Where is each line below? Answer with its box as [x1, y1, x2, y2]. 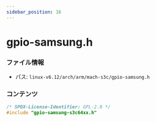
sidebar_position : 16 [6, 9, 62, 15]
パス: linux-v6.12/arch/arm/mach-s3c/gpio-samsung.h [15, 73, 150, 81]
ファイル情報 [6, 58, 45, 66]
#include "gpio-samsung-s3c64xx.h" [6, 110, 97, 116]
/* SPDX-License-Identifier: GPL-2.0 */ [6, 104, 111, 110]
